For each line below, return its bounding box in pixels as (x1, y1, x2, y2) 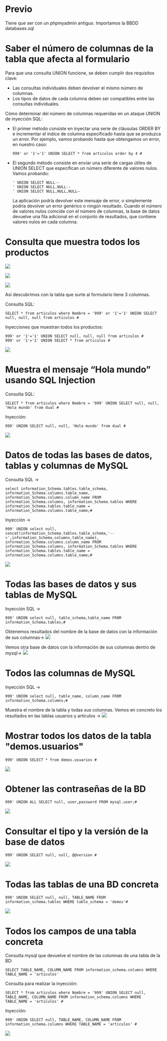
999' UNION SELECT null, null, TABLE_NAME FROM (5, 895, 106, 900)
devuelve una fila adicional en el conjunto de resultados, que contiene (12, 213, 157, 219)
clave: (5, 75, 17, 81)
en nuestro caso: (12, 141, 47, 147)
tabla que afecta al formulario (5, 53, 130, 65)
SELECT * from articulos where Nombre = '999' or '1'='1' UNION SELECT (5, 311, 157, 316)
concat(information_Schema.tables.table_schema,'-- (5, 531, 115, 536)
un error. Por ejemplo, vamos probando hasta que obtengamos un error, (12, 136, 161, 142)
